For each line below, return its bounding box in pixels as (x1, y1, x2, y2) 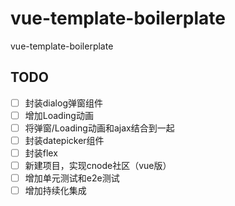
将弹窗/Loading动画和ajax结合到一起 (24, 122, 175, 134)
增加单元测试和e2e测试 (24, 172, 120, 184)
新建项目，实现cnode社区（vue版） (24, 160, 172, 172)
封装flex (24, 147, 58, 159)
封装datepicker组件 (24, 134, 105, 146)
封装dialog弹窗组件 (24, 97, 103, 109)
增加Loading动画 (24, 109, 94, 121)
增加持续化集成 (24, 185, 87, 197)
